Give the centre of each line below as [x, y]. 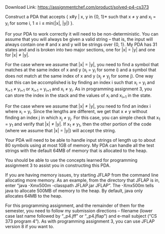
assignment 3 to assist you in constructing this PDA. [58, 165]
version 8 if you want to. [30, 226]
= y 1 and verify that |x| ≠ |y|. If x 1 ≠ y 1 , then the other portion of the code [78, 124]
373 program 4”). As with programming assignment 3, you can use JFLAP [80, 221]
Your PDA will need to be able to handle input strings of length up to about [80, 140]
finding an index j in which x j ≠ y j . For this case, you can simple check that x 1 [83, 118]
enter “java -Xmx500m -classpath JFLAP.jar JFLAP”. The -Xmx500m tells [80, 185]
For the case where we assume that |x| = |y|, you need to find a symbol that [82, 64]
